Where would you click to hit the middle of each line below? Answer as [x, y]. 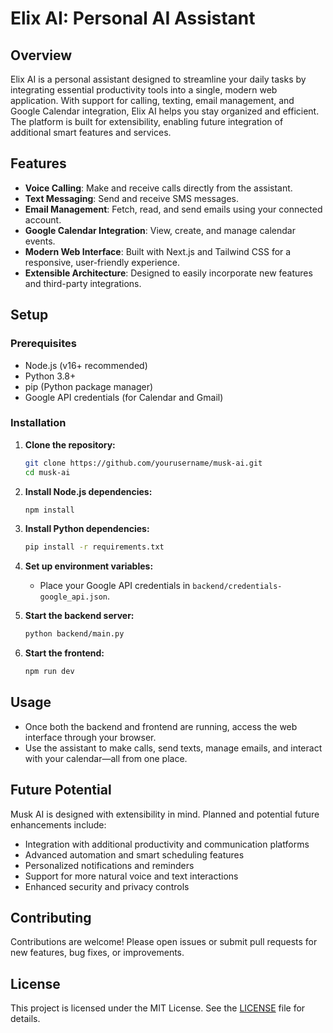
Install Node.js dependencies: [88, 491]
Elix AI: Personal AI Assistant [133, 18]
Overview [41, 55]
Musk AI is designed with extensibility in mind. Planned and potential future [165, 814]
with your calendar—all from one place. [106, 758]
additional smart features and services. [91, 132]
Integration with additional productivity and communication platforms [167, 844]
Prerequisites [43, 344]
